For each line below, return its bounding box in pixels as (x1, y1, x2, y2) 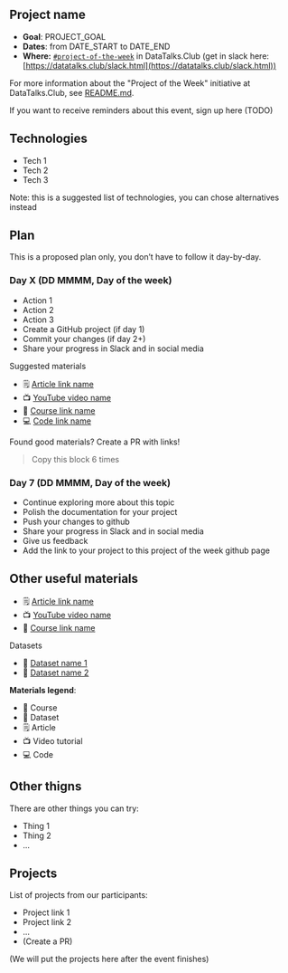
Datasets (9, 640, 42, 651)
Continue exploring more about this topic (22, 497, 175, 508)
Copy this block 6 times (31, 453, 120, 464)
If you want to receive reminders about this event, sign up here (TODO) (9, 104, 274, 116)
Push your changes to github (22, 516, 131, 528)
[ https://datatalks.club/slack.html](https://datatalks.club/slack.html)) (22, 60, 277, 71)
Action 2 (22, 304, 54, 315)
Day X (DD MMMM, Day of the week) (9, 274, 173, 287)
